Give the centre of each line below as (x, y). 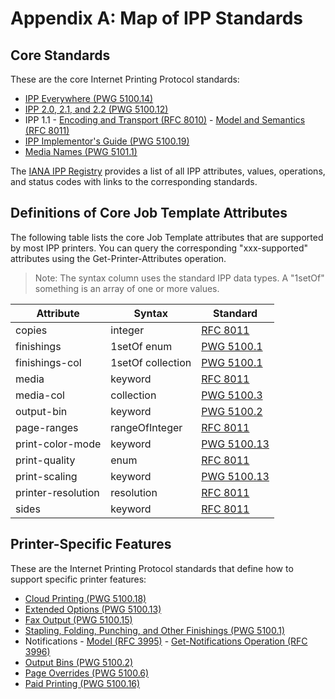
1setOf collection (151, 362)
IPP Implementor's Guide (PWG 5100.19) (107, 141)
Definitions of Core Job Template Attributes (149, 213)
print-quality (45, 460)
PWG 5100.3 (232, 395)
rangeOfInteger (146, 427)
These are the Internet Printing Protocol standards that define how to (152, 568)
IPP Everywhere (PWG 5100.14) (89, 98)
